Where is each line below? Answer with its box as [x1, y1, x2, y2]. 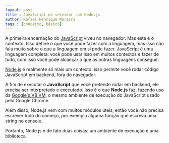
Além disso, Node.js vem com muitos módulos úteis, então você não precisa [5, 107, 164, 113]
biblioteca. [5, 133, 27, 139]
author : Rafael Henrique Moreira [5, 17, 76, 22]
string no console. [5, 118, 43, 124]
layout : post [5, 7, 33, 13]
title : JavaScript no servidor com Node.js [5, 12, 100, 17]
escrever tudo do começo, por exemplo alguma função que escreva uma [5, 113, 157, 119]
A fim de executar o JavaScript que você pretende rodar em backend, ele [5, 82, 159, 88]
